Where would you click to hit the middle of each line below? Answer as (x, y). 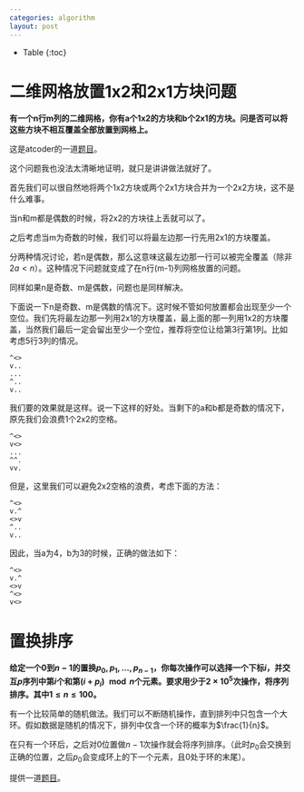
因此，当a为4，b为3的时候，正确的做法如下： (95, 553)
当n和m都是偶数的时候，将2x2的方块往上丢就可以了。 (110, 218)
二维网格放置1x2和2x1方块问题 (123, 91)
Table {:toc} (44, 52)
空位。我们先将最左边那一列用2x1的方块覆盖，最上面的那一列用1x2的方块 (145, 318)
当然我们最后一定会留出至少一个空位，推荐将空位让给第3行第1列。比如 (157, 330)
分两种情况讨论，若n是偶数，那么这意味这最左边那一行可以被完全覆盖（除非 (151, 257)
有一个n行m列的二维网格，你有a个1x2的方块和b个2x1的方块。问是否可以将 (149, 118)
